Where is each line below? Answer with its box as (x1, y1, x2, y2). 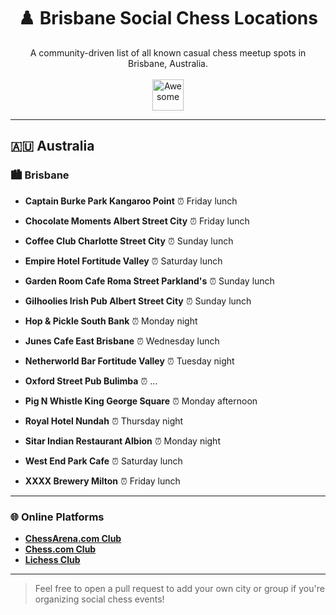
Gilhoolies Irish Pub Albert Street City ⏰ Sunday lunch (24, 295, 252, 307)
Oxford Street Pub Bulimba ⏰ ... (24, 375, 158, 387)
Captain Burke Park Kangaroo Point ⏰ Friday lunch (24, 195, 238, 207)
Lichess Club (24, 553, 81, 565)
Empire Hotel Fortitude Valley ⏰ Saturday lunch (24, 255, 223, 267)
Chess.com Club (24, 543, 97, 555)
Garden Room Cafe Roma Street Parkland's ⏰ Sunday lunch (24, 275, 275, 287)
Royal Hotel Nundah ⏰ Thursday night (24, 415, 184, 427)
